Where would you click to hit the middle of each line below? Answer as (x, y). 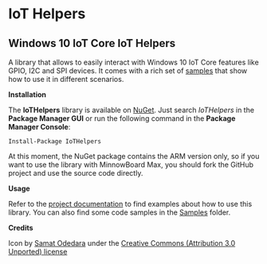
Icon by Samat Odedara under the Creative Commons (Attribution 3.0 (122, 243)
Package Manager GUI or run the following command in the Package (122, 118)
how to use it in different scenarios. (66, 79)
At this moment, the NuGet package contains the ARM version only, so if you (134, 156)
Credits (21, 228)
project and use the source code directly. (76, 173)
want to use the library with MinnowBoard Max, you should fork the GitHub (131, 165)
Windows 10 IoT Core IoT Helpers (92, 43)
